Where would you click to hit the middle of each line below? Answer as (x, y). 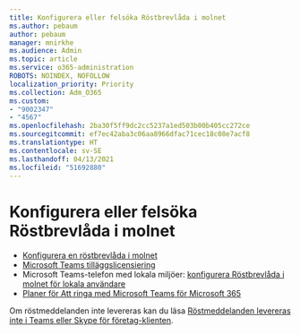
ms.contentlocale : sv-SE (56, 150)
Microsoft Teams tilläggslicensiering (89, 265)
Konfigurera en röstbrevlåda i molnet (90, 255)
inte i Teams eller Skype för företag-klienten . (91, 321)
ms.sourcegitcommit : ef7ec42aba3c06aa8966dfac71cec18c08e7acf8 (130, 134)
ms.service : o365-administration (72, 68)
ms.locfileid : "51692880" (57, 167)
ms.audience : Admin (46, 51)
